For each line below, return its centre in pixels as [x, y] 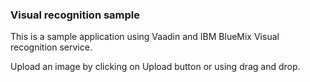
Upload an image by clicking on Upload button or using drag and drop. [155, 67]
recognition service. [51, 47]
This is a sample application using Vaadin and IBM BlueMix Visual [145, 37]
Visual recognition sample [75, 15]
